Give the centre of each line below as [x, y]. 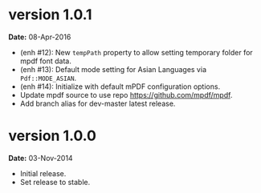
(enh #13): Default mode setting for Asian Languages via [113, 69]
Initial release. [43, 173]
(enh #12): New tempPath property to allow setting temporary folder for [136, 52]
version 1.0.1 [50, 15]
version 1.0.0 [52, 136]
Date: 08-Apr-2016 [40, 37]
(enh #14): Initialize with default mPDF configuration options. [120, 86]
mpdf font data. [46, 61]
